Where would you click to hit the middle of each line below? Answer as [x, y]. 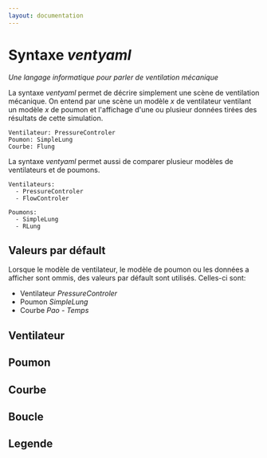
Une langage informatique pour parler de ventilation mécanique [114, 77]
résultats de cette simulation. [56, 118]
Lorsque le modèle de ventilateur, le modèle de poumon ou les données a [129, 270]
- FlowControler [42, 198]
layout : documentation [46, 16]
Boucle [26, 416]
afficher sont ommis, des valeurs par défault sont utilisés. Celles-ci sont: [127, 278]
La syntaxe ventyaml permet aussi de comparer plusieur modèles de [121, 161]
